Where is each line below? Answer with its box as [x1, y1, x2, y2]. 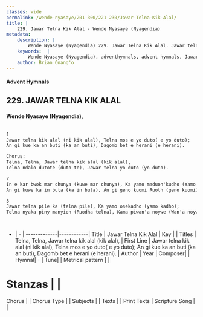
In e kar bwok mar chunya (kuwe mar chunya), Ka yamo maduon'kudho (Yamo [6, 181, 196, 188]
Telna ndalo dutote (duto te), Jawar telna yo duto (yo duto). [6, 165, 169, 171]
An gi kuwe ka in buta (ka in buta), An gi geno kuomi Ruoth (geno [6, 187, 180, 193]
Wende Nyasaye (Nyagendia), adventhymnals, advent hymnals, [28, 54, 182, 60]
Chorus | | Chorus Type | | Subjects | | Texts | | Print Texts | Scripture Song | [6, 298, 195, 305]
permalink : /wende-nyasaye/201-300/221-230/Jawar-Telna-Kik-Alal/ [6, 15, 177, 21]
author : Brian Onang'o [17, 59, 74, 65]
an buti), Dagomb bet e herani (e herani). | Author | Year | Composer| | [14, 250, 190, 257]
